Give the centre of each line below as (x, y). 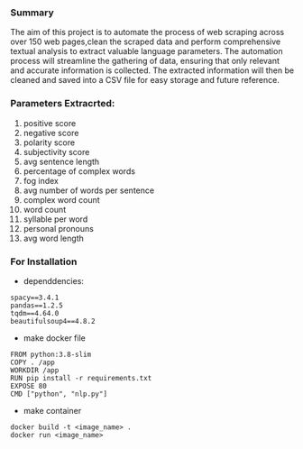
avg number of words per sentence (89, 190)
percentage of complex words (79, 171)
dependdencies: (54, 280)
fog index (41, 180)
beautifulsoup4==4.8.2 (53, 321)
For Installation (44, 261)
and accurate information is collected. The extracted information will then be (152, 70)
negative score (51, 133)
